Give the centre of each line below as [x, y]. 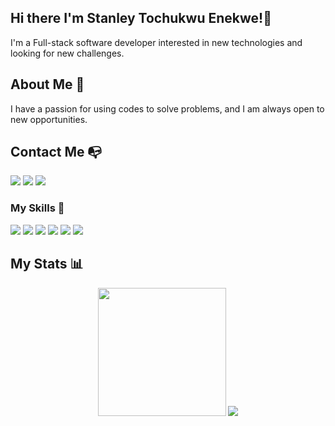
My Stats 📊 [47, 264]
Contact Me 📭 [56, 152]
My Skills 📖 [37, 208]
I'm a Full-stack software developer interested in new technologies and [156, 42]
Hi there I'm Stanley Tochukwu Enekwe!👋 [141, 18]
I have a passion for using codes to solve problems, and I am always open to [167, 108]
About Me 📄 [47, 84]
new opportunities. [49, 119]
